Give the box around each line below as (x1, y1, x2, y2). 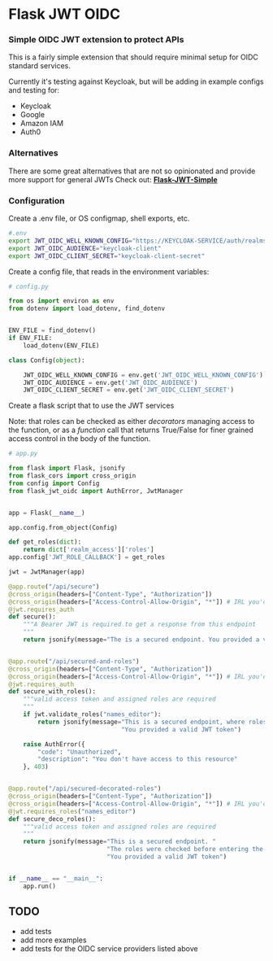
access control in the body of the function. (8, 434, 151, 443)
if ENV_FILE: (8, 334, 53, 343)
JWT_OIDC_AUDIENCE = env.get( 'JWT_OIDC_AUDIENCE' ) (23, 378, 198, 387)
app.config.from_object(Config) (8, 523, 118, 531)
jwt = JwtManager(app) (8, 568, 85, 576)
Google (19, 110, 45, 120)
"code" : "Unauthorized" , (37, 748, 122, 756)
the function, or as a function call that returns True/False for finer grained (8, 425, 253, 435)
